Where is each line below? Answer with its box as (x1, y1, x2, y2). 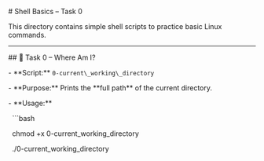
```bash (11, 114, 35, 123)
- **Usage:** (8, 98, 53, 108)
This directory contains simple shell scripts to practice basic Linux (8, 22, 222, 31)
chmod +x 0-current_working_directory (11, 129, 140, 138)
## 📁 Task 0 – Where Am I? (8, 53, 96, 62)
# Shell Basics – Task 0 (8, 7, 82, 16)
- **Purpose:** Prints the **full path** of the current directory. (8, 83, 213, 93)
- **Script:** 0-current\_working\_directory (8, 68, 155, 77)
